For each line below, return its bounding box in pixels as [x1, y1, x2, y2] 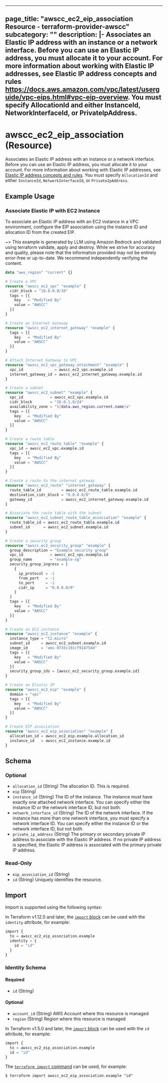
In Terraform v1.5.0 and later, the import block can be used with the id [5, 1025, 149, 1031]
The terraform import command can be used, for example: [5, 1063, 127, 1069]
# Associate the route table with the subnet [5, 510, 101, 516]
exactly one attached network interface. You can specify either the [12, 799, 150, 805]
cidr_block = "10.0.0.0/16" [9, 288, 68, 294]
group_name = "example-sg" [9, 557, 81, 562]
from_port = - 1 [18, 576, 55, 581]
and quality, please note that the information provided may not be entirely [5, 249, 156, 256]
